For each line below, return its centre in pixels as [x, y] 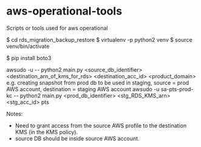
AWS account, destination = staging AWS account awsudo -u [83, 89]
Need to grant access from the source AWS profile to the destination [101, 125]
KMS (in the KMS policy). [46, 132]
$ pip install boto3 [29, 58]
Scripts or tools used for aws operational [57, 28]
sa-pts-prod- [177, 89]
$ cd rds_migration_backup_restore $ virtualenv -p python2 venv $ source [99, 39]
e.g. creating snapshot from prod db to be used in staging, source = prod [98, 83]
